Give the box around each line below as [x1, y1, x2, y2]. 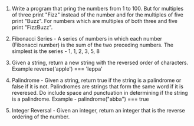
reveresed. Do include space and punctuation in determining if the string [11, 89, 188, 96]
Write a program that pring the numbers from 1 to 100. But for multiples [11, 5, 184, 12]
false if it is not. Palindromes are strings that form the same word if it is [11, 83, 184, 90]
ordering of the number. [11, 113, 70, 120]
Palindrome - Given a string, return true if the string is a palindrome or [11, 77, 182, 84]
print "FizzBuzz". [11, 24, 53, 31]
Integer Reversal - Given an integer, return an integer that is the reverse [11, 107, 185, 114]
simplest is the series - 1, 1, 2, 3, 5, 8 [11, 48, 100, 55]
